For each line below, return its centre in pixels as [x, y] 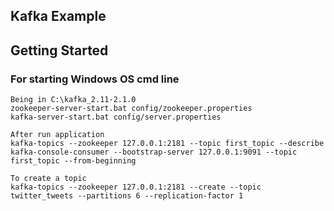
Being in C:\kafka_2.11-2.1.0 [73, 100]
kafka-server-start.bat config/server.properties [116, 117]
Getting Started [59, 50]
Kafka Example [58, 16]
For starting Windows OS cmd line [95, 79]
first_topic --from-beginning [73, 161]
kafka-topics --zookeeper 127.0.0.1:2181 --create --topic [136, 187]
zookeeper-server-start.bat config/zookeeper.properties [131, 109]
